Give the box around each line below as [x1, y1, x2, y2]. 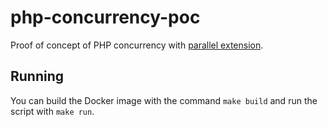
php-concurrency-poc [10, 6, 201, 29]
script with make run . [10, 105, 95, 117]
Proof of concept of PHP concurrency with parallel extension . [10, 39, 264, 51]
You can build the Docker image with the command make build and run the [10, 94, 318, 106]
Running [10, 68, 65, 85]
